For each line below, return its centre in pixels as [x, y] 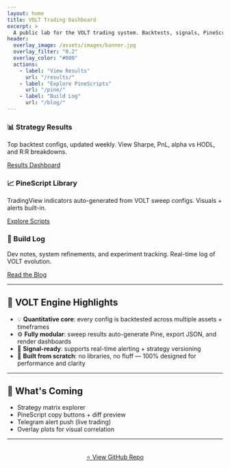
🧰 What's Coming [45, 391]
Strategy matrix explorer [51, 408]
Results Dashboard [34, 165]
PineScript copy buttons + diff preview [71, 415]
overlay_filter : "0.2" [46, 52]
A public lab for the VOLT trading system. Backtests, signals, [107, 33]
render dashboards [44, 341]
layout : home [26, 13]
